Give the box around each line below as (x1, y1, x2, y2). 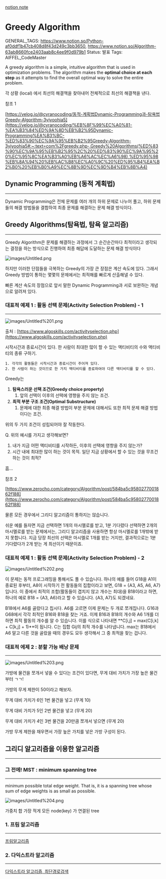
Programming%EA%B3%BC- (5, 132, 65, 138)
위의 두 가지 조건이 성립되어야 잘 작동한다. (5, 421, 85, 427)
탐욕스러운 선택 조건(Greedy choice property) (12, 386, 104, 392)
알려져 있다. (14, 288, 37, 294)
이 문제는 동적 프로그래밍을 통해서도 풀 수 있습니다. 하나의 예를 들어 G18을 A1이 (5, 576, 157, 582)
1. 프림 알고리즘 (5, 821, 40, 828)
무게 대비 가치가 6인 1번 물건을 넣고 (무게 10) (5, 697, 91, 703)
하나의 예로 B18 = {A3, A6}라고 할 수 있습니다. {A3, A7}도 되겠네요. (5, 595, 135, 601)
